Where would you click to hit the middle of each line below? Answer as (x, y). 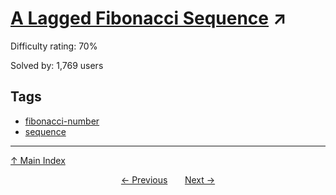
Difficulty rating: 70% (54, 46)
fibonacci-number (62, 121)
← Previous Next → (168, 179)
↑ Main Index (38, 160)
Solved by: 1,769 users (57, 65)
